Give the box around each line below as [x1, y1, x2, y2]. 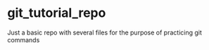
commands [7, 35, 40, 44]
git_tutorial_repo [7, 5, 106, 21]
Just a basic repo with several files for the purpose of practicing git [7, 28, 203, 37]
